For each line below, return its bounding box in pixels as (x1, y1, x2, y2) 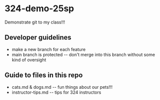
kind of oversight (11, 57, 46, 63)
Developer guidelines (4, 33, 72, 42)
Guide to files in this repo (4, 71, 83, 79)
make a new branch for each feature (11, 46, 86, 52)
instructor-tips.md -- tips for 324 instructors (11, 89, 101, 95)
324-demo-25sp (4, 3, 74, 14)
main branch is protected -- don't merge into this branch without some (11, 51, 156, 57)
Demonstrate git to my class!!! (4, 19, 65, 25)
